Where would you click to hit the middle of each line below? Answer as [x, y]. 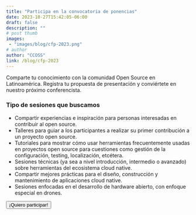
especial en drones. [38, 193]
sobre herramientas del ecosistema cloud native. [73, 167]
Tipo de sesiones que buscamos [53, 105]
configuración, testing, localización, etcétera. [69, 155]
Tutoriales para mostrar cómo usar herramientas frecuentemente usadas [102, 143]
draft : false [22, 22]
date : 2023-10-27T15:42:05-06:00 [47, 17]
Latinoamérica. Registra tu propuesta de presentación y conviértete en [91, 83]
